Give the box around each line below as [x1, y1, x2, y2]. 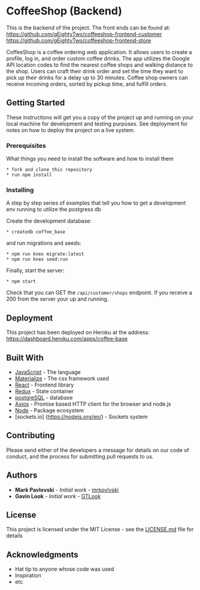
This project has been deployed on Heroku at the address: [6, 329, 150, 336]
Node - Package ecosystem [14, 406, 84, 414]
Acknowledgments [6, 549, 79, 559]
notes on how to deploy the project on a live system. [6, 126, 135, 133]
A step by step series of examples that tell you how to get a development [6, 199, 186, 206]
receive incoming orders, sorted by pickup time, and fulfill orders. [6, 80, 168, 88]
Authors [6, 470, 38, 481]
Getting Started [6, 98, 65, 108]
